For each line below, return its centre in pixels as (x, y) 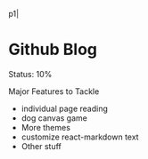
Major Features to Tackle (54, 91)
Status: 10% (30, 74)
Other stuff (41, 146)
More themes (45, 127)
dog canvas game (54, 118)
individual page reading (64, 108)
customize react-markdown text (80, 137)
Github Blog (53, 50)
